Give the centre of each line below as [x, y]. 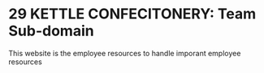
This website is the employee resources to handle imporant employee [125, 53]
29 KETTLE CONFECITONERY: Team [132, 14]
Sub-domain [52, 31]
